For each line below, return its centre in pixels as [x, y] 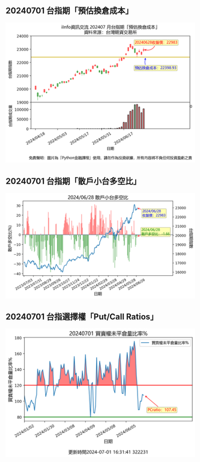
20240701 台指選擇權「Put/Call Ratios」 [82, 317]
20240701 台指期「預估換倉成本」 [69, 11]
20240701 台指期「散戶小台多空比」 [74, 181]
